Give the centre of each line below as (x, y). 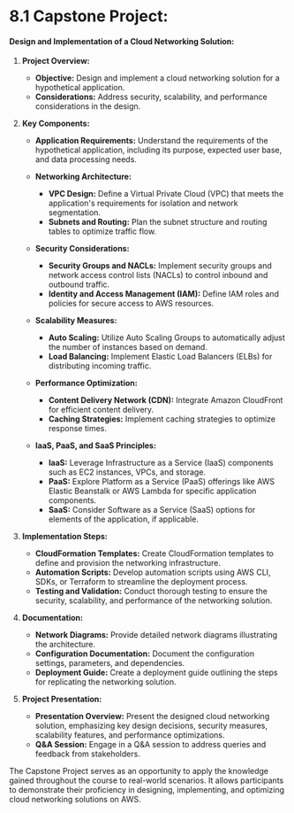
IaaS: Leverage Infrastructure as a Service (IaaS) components (161, 463)
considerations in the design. (88, 106)
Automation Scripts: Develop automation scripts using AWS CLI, (153, 572)
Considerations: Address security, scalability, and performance (151, 97)
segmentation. (75, 213)
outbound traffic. (79, 284)
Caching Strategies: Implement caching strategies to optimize (162, 419)
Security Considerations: (82, 249)
